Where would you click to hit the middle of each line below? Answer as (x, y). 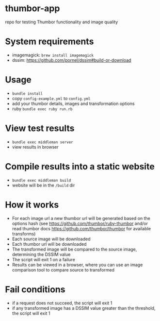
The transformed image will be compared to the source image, (74, 249)
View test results (40, 128)
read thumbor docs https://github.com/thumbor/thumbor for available (81, 228)
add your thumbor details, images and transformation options (73, 103)
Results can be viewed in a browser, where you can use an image (77, 265)
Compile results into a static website (80, 166)
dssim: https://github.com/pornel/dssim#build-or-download (72, 60)
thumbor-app (32, 8)
